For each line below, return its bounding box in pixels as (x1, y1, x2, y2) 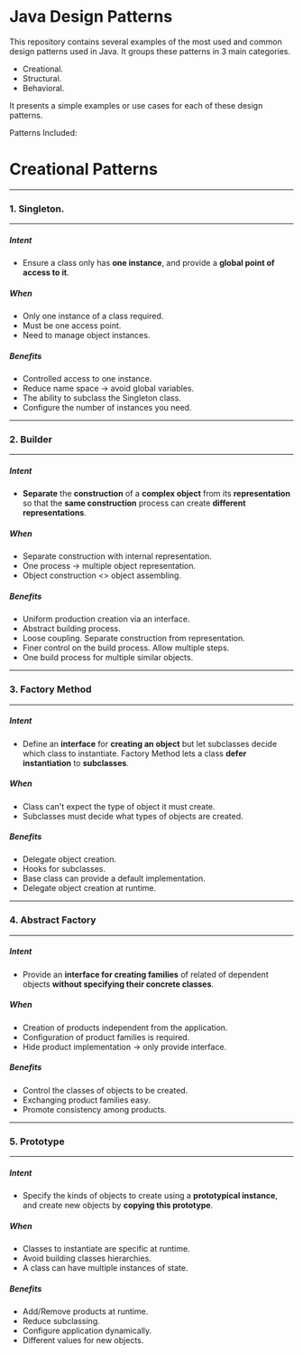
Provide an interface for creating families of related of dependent (22, 969, 269, 980)
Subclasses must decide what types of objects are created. (22, 810, 243, 821)
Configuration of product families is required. (22, 1031, 190, 1042)
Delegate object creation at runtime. (22, 883, 157, 894)
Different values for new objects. (22, 1334, 144, 1345)
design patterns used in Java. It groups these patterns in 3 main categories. (9, 45, 291, 56)
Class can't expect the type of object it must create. (22, 800, 216, 811)
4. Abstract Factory (9, 914, 96, 926)
